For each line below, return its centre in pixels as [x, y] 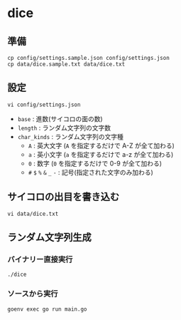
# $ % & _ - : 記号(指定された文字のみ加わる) [91, 172]
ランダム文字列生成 [49, 238]
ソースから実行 [33, 294]
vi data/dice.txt [33, 214]
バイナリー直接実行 [40, 259]
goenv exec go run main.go [47, 309]
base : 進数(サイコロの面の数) [60, 118]
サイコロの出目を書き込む [63, 197]
